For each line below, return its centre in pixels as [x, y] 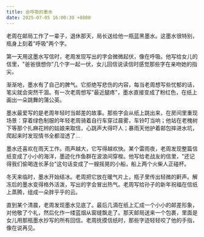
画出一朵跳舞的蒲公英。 [36, 100]
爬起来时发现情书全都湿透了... [43, 135]
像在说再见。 [22, 228]
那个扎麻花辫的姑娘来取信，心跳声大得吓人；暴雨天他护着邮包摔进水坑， [107, 128]
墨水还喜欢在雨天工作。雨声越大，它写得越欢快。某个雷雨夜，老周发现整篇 [99, 148]
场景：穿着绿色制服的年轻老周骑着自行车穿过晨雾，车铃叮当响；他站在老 [97, 120]
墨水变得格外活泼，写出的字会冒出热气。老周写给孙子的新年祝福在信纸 [110, 184]
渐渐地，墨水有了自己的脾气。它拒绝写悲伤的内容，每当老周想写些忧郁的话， [102, 84]
